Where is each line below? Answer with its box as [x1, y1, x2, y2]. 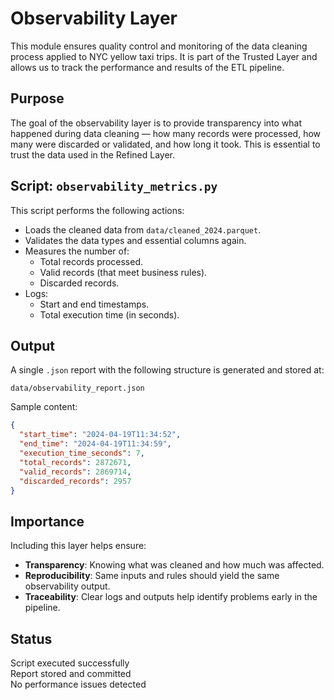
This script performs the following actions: [10, 204, 185, 216]
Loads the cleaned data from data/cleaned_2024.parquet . [24, 223, 262, 236]
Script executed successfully [10, 657, 130, 669]
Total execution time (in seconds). [39, 308, 180, 321]
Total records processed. [39, 255, 144, 267]
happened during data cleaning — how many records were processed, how [10, 127, 322, 139]
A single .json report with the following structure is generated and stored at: [10, 364, 325, 376]
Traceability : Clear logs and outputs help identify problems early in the [24, 591, 318, 603]
